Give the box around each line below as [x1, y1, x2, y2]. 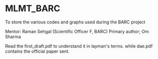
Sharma [5, 34, 21, 39]
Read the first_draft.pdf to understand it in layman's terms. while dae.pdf [5, 43, 153, 49]
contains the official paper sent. [5, 48, 70, 54]
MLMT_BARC [5, 3, 60, 14]
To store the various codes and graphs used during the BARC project [5, 19, 146, 25]
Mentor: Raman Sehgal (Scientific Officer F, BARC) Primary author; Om [5, 28, 149, 34]
